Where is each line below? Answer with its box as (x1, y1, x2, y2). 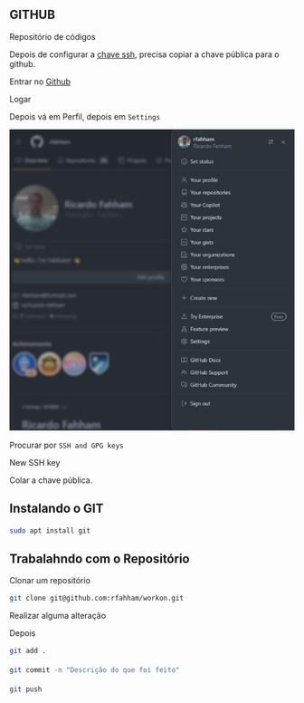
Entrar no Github (9, 76, 71, 87)
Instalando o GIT (9, 501, 104, 516)
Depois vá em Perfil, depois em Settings (9, 111, 161, 121)
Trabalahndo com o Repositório (9, 551, 190, 566)
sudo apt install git (9, 525, 91, 535)
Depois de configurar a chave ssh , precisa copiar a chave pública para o (9, 49, 280, 60)
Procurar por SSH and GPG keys (9, 439, 124, 450)
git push (9, 684, 43, 694)
